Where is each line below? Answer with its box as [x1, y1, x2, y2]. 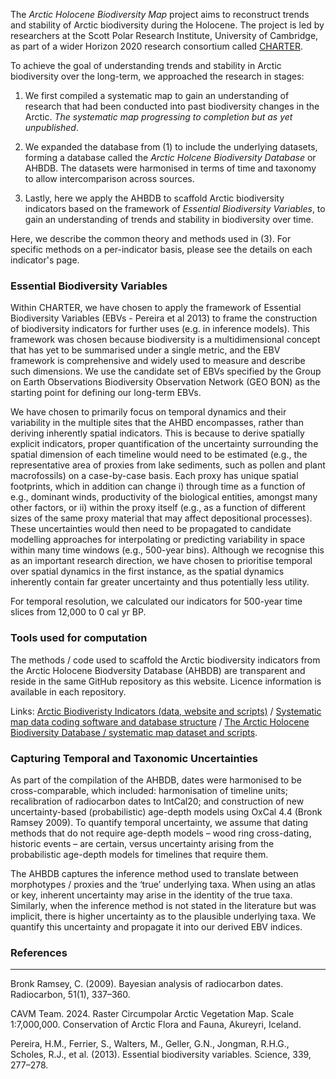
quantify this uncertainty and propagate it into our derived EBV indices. [10, 920, 303, 933]
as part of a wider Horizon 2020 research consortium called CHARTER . [10, 40, 303, 52]
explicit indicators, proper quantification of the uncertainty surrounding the [10, 438, 319, 450]
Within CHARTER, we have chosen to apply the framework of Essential [10, 302, 302, 314]
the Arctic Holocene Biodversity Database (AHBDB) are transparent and [10, 664, 306, 676]
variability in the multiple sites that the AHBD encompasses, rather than [10, 417, 304, 429]
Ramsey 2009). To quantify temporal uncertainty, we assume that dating [10, 816, 309, 828]
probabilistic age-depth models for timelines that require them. [10, 848, 269, 860]
